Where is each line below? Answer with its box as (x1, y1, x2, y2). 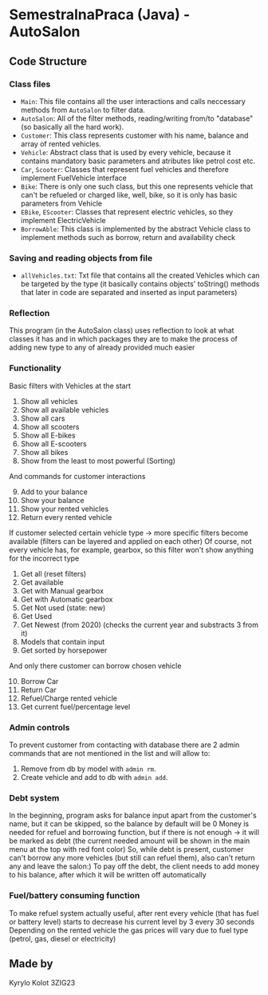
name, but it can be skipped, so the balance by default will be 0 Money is (9, 819, 250, 829)
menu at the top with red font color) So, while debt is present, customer (9, 845, 244, 854)
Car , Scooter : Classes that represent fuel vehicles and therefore (20, 164, 230, 174)
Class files (9, 78, 51, 90)
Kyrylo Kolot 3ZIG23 (9, 978, 76, 988)
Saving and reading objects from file (9, 252, 153, 263)
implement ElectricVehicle (20, 215, 106, 225)
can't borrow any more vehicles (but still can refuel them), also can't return (9, 853, 255, 863)
